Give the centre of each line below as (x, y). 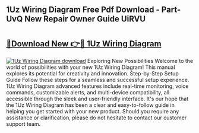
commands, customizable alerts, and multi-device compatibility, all (88, 92)
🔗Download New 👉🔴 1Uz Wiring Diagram (84, 44)
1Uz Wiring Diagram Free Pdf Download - (83, 10)
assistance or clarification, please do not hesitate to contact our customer (97, 118)
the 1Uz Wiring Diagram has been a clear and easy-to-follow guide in (91, 105)
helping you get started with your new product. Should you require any (93, 111)
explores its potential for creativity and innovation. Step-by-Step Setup (93, 73)
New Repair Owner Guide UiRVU (85, 19)
